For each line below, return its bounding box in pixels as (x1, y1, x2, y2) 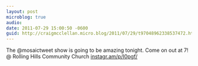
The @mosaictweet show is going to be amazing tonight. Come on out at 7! (6, 47, 189, 54)
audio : (6, 19, 22, 25)
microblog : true (6, 14, 46, 20)
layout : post (6, 8, 38, 15)
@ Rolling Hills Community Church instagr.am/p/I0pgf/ (6, 53, 138, 60)
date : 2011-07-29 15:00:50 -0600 (6, 25, 88, 31)
